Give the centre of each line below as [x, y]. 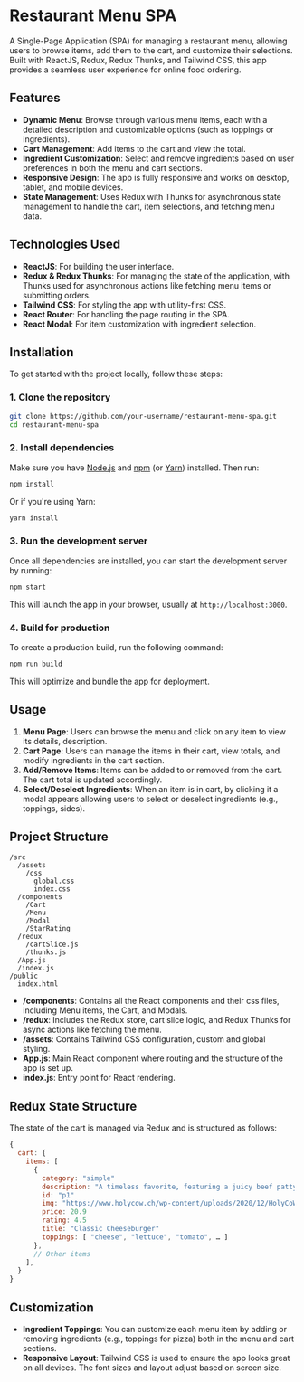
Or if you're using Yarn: [53, 501]
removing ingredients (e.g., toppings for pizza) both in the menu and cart [158, 1339]
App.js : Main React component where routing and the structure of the [152, 1058]
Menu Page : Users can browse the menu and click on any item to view [154, 731]
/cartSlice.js [52, 945]
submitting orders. [57, 295]
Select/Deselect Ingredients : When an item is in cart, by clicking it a [150, 789]
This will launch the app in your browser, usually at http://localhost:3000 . [148, 604]
